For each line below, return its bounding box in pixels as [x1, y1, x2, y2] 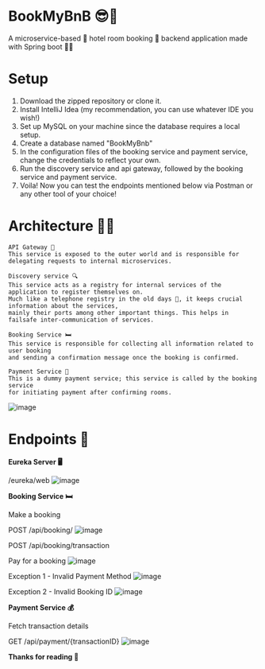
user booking [8, 346, 52, 355]
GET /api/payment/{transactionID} [8, 636, 120, 646]
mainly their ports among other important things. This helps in [8, 309, 229, 317]
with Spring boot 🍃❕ [8, 41, 74, 51]
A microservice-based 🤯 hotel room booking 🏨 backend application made [8, 33, 248, 43]
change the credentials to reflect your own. [19, 155, 161, 165]
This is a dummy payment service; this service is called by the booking [8, 374, 258, 383]
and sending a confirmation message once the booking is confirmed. [8, 353, 240, 361]
